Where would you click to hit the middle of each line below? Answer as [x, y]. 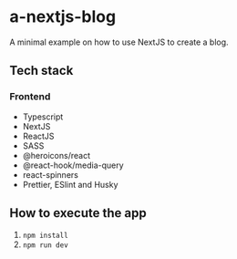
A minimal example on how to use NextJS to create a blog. [119, 42]
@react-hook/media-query [73, 165]
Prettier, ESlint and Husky [70, 184]
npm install [45, 236]
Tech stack [41, 71]
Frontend [30, 97]
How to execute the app [78, 213]
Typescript [43, 117]
